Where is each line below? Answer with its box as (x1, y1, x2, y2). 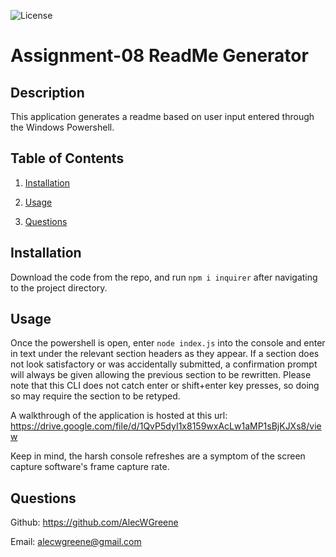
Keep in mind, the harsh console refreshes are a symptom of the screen (10, 450, 306, 462)
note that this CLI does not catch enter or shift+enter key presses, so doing (10, 380, 320, 392)
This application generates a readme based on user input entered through (10, 111, 315, 122)
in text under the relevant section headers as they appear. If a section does (10, 348, 320, 360)
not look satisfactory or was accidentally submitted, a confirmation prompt (10, 358, 318, 370)
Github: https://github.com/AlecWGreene (10, 516, 179, 529)
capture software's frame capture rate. (10, 461, 170, 473)
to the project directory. (10, 281, 108, 294)
